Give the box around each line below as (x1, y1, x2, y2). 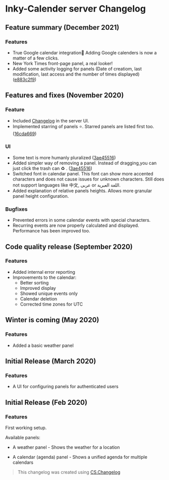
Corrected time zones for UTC (20, 301, 83, 307)
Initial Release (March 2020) (5, 356, 96, 366)
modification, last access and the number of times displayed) (12, 71, 140, 77)
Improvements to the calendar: (12, 274, 77, 280)
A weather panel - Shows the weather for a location (12, 444, 120, 450)
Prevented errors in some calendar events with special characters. (12, 217, 151, 223)
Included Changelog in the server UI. (12, 117, 89, 124)
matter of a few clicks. (12, 55, 59, 61)
